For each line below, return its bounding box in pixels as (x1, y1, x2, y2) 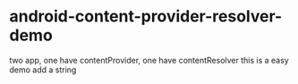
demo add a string (9, 64, 77, 75)
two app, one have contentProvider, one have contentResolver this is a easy (9, 55, 289, 65)
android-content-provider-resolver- (9, 6, 283, 27)
